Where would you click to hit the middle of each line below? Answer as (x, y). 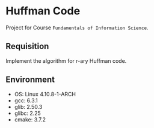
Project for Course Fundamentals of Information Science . (77, 28)
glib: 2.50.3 (28, 106)
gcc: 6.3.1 (26, 100)
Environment (30, 80)
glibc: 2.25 (28, 113)
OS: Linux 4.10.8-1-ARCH (45, 94)
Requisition (27, 46)
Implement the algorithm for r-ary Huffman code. (66, 60)
